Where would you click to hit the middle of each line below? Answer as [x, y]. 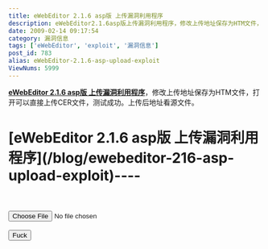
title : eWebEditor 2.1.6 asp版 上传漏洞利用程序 [86, 16]
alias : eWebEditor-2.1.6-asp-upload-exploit [84, 61]
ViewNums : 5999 [34, 68]
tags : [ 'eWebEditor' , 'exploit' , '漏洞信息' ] [84, 46]
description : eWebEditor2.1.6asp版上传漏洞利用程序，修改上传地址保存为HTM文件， [136, 23]
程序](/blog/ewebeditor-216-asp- [122, 158]
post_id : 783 [30, 53]
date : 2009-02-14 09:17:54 [54, 31]
